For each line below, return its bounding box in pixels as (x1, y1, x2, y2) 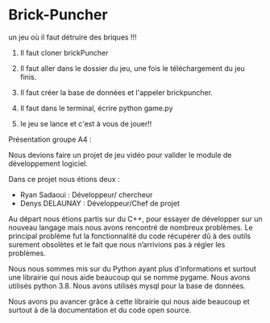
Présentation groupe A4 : (8, 135, 92, 144)
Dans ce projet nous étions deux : (8, 174, 120, 184)
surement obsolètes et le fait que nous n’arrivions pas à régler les (8, 239, 226, 249)
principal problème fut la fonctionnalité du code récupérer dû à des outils (8, 231, 251, 241)
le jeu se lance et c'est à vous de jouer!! (19, 118, 152, 128)
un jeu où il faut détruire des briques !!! (8, 32, 137, 42)
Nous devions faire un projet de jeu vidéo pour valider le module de (8, 150, 232, 159)
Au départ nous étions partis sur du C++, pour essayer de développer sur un (8, 213, 263, 223)
